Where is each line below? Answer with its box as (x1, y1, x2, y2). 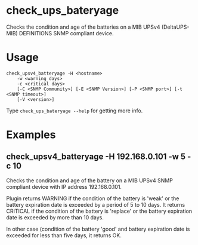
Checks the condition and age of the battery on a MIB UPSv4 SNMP (6, 177, 173, 184)
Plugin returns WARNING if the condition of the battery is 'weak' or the (6, 195, 180, 202)
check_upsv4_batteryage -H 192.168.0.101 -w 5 (6, 152, 186, 162)
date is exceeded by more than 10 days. (6, 213, 104, 221)
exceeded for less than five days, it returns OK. (6, 231, 122, 239)
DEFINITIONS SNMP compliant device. (18, 29, 115, 36)
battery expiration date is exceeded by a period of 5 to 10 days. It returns (6, 201, 185, 208)
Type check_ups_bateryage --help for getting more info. (6, 107, 143, 114)
